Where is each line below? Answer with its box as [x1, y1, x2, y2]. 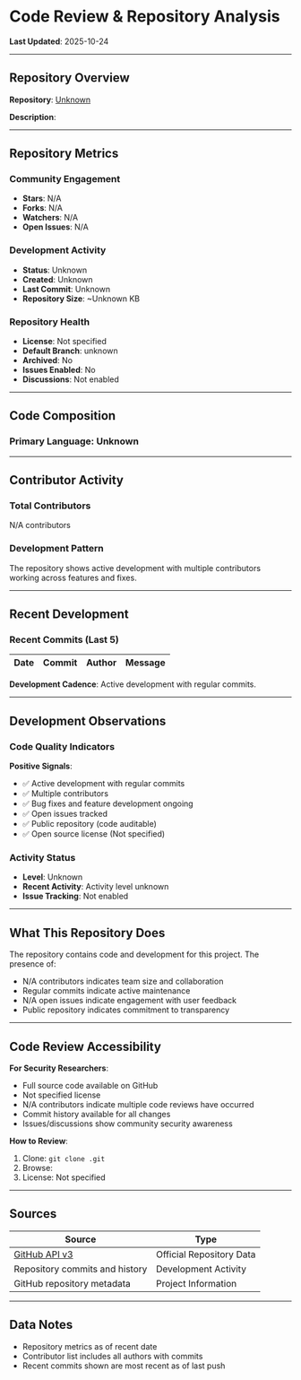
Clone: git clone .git [21, 1153, 106, 1163]
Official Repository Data [156, 1248, 256, 1261]
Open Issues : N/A [21, 221, 90, 232]
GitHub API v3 [13, 1248, 73, 1261]
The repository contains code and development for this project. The [9, 949, 260, 960]
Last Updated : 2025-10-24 [9, 36, 109, 47]
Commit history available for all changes [21, 1109, 171, 1119]
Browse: [21, 1163, 54, 1173]
